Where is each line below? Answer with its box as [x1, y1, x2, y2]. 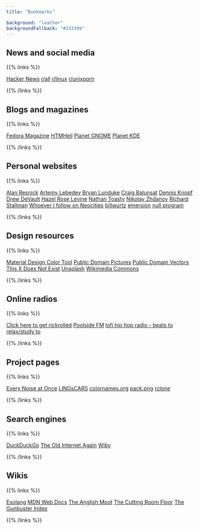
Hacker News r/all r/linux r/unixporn [6, 75, 95, 83]
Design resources [6, 231, 74, 241]
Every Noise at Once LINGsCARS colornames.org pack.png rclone [6, 385, 171, 392]
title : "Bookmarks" [6, 8, 55, 15]
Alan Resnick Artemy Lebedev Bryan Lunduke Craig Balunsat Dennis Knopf [6, 189, 193, 196]
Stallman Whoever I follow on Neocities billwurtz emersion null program [6, 201, 184, 208]
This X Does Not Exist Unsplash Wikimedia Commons [6, 264, 139, 272]
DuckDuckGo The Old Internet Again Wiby [6, 442, 112, 449]
